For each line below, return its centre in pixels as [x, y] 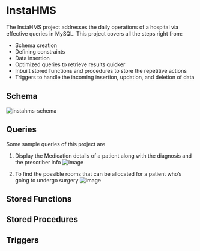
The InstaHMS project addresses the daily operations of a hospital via [92, 27]
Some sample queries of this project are [56, 144]
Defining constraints [40, 51]
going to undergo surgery [47, 180]
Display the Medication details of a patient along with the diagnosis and [103, 156]
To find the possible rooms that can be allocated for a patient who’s [98, 174]
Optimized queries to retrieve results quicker [70, 64]
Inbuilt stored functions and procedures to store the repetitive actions [101, 70]
